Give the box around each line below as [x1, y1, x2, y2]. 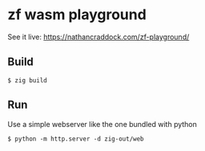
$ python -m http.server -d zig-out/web [7, 134, 145, 143]
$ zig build [7, 76, 47, 85]
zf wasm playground [7, 6, 147, 24]
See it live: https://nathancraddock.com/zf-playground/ [7, 32, 190, 42]
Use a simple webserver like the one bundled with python [7, 119, 198, 129]
